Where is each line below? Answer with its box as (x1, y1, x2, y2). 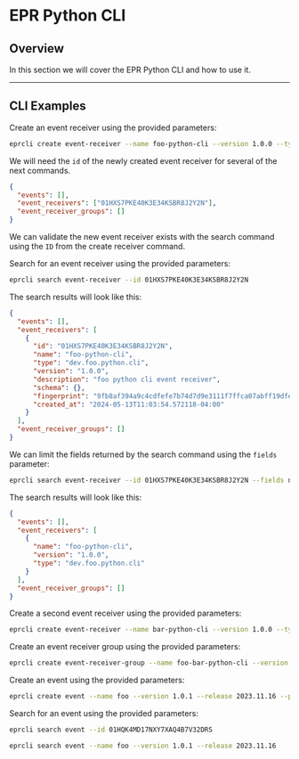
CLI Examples (9, 99, 86, 114)
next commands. (9, 165, 71, 175)
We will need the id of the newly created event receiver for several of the (9, 155, 278, 166)
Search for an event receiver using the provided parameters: (9, 258, 231, 269)
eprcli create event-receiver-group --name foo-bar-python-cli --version (9, 658, 289, 668)
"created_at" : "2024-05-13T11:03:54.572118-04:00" (32, 400, 225, 409)
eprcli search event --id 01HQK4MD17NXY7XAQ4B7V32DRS (9, 725, 214, 735)
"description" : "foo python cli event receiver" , (32, 375, 221, 384)
